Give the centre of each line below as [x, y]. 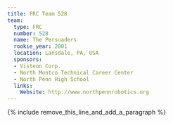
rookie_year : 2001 [41, 46]
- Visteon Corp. [37, 66]
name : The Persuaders [45, 40]
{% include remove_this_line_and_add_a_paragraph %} [87, 112]
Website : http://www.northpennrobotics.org [85, 92]
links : [23, 86]
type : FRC [28, 27]
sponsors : [28, 60]
